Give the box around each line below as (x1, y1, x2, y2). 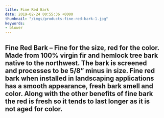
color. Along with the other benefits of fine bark (5, 89, 153, 98)
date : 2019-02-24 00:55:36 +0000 (5, 12, 73, 17)
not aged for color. (5, 105, 63, 113)
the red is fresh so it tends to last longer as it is (5, 97, 150, 105)
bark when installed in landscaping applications (5, 74, 154, 82)
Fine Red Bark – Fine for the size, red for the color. (5, 44, 160, 52)
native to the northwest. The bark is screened (5, 59, 147, 67)
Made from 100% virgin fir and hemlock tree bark (5, 51, 158, 59)
